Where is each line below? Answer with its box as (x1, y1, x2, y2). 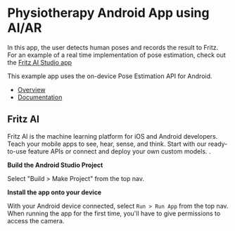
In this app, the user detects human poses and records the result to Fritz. (7, 43, 219, 51)
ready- (208, 139, 228, 148)
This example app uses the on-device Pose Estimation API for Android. (7, 72, 212, 80)
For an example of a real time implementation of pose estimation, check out (7, 51, 227, 59)
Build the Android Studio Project (7, 161, 103, 169)
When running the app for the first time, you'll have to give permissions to (7, 209, 221, 218)
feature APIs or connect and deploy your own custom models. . (27, 146, 211, 156)
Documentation (17, 93, 63, 101)
